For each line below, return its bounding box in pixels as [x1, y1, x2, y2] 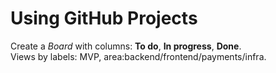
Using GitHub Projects [10, 7, 198, 30]
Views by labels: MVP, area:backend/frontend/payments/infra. [10, 50, 267, 62]
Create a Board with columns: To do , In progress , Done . [10, 40, 242, 52]
